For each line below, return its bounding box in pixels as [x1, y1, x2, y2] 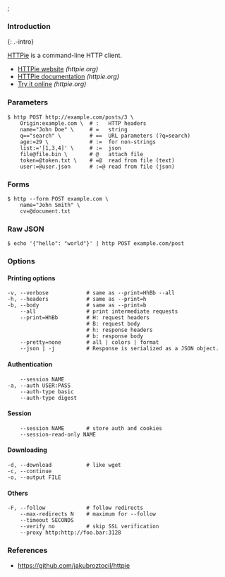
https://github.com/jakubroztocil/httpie [17, 561, 130, 570]
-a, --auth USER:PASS [7, 382, 71, 389]
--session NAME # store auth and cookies [20, 424, 162, 432]
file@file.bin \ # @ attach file [20, 150, 143, 157]
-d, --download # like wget [7, 461, 121, 468]
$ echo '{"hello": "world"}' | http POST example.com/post [7, 240, 185, 247]
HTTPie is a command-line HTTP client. [7, 51, 122, 60]
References [7, 545, 48, 555]
